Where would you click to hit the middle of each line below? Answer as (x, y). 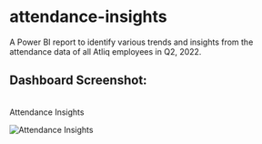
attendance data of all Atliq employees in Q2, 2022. (106, 51)
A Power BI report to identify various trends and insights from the (131, 42)
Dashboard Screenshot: (78, 81)
